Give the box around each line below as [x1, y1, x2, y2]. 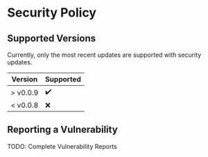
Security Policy [7, 5, 97, 21]
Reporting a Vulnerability [7, 124, 118, 136]
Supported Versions [7, 33, 96, 44]
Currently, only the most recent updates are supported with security [7, 50, 202, 59]
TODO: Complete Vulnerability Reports [7, 142, 118, 150]
